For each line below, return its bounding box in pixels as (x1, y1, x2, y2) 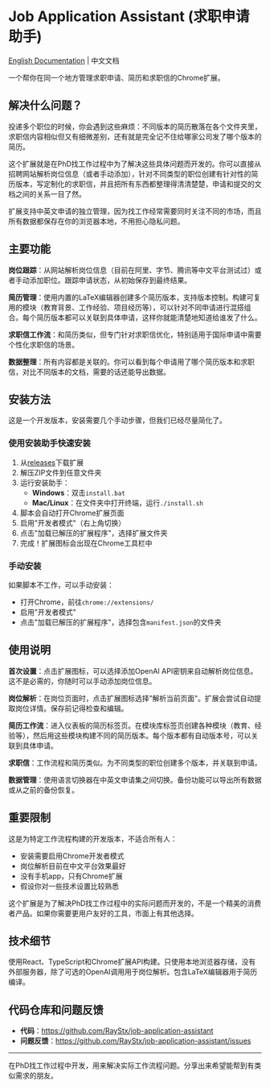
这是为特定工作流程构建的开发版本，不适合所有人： (8, 833, 178, 843)
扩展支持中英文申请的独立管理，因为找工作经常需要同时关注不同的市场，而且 (8, 206, 262, 216)
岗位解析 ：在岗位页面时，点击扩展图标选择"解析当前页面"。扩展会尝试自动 (8, 693, 255, 703)
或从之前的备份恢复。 (8, 785, 79, 795)
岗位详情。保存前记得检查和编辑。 (14, 703, 129, 713)
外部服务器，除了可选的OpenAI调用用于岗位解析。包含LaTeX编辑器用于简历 (8, 967, 258, 977)
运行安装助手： (19, 477, 70, 488)
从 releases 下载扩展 (19, 457, 84, 467)
